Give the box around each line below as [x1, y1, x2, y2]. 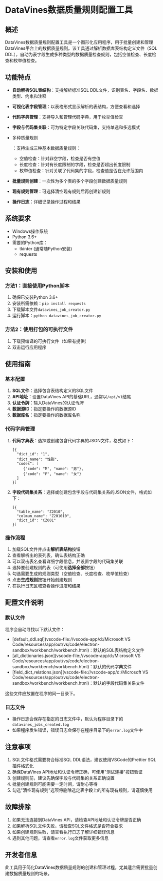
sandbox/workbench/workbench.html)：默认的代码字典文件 [12, 663, 132, 669]
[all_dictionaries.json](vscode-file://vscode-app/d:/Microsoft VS [12, 653, 141, 658]
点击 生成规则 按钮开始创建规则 [12, 576, 72, 582]
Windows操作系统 [12, 228, 48, 234]
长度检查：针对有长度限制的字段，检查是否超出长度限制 [19, 162, 130, 167]
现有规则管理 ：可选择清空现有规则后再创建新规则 [12, 188, 110, 194]
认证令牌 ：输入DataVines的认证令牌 [12, 400, 84, 406]
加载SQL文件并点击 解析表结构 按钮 [12, 546, 81, 552]
